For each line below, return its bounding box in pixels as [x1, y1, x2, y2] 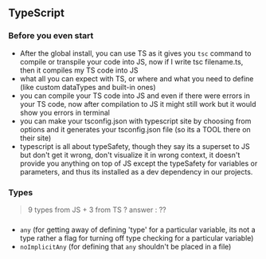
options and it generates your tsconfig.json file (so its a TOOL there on [19, 124, 251, 134]
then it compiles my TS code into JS [19, 65, 139, 75]
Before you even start [8, 30, 94, 41]
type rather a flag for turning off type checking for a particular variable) [19, 233, 254, 242]
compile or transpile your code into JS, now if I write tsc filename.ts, [19, 57, 244, 66]
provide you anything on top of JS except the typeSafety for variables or [19, 159, 258, 168]
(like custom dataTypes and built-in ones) [19, 82, 157, 92]
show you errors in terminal [19, 108, 110, 117]
